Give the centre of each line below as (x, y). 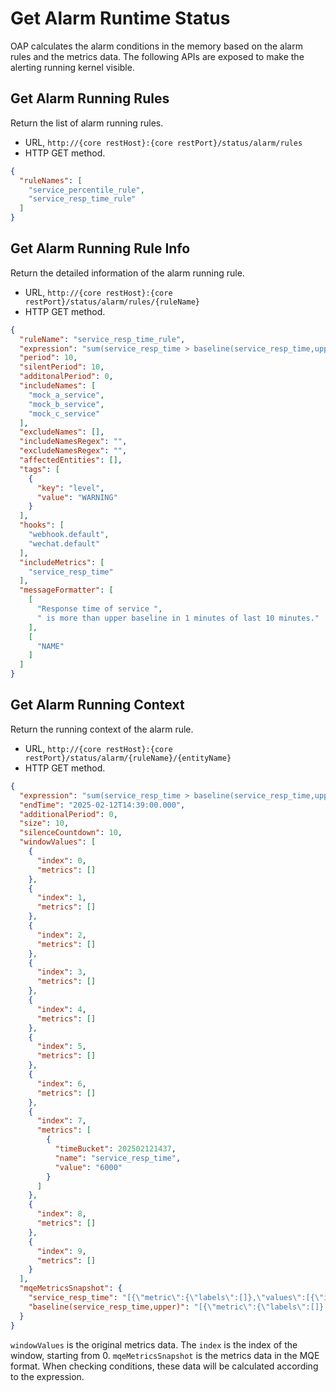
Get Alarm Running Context (97, 705)
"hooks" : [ (42, 525)
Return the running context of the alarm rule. (102, 729)
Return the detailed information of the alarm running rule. (127, 273)
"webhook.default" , (69, 535)
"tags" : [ (39, 469)
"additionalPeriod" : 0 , (68, 814)
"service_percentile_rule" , (86, 190)
